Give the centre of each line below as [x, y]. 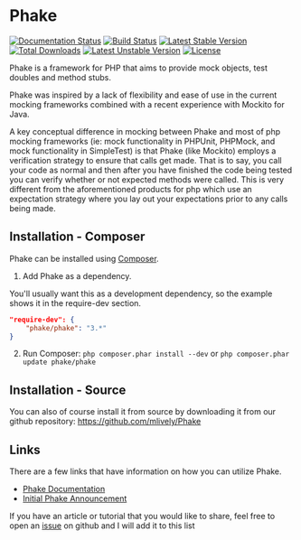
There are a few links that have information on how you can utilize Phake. [146, 471]
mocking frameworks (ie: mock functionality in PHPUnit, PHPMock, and [142, 141]
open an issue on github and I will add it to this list [103, 526]
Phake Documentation [64, 489]
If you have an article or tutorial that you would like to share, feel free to [142, 516]
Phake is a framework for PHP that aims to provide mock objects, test [139, 68]
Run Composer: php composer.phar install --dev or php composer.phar [156, 354]
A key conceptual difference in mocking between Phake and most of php [145, 131]
